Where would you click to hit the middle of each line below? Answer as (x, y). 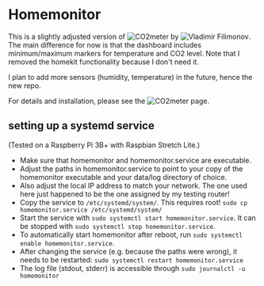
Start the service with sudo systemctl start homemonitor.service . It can (138, 217)
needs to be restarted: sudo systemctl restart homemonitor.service (132, 260)
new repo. (25, 86)
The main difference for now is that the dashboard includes (105, 44)
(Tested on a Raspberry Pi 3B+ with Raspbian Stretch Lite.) (104, 145)
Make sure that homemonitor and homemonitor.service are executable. (136, 160)
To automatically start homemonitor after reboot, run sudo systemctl (131, 235)
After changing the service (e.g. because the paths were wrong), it (128, 251)
